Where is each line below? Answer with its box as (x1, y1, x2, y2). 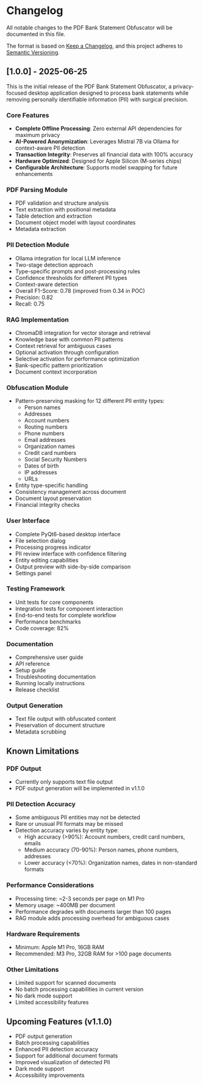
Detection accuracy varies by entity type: (15, 826, 119, 834)
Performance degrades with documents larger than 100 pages (15, 908, 172, 915)
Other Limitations (6, 965, 59, 974)
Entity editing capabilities (15, 556, 79, 564)
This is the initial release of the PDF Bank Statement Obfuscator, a (6, 83, 172, 90)
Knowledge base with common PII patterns (15, 336, 124, 343)
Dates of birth (24, 462, 59, 469)
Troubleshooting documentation (15, 673, 96, 680)
